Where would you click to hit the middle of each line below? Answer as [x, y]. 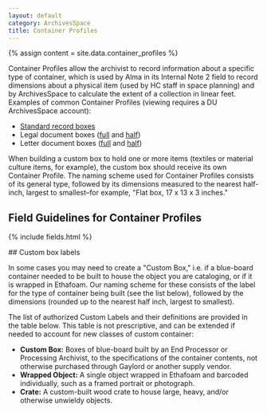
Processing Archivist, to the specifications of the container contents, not [138, 358]
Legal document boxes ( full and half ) [80, 135]
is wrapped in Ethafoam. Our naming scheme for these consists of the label [132, 285]
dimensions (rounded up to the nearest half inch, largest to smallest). [122, 302]
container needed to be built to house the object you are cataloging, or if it [130, 277]
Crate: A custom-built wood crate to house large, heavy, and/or [124, 392]
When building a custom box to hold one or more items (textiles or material [131, 159]
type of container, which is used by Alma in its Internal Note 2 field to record [133, 77]
